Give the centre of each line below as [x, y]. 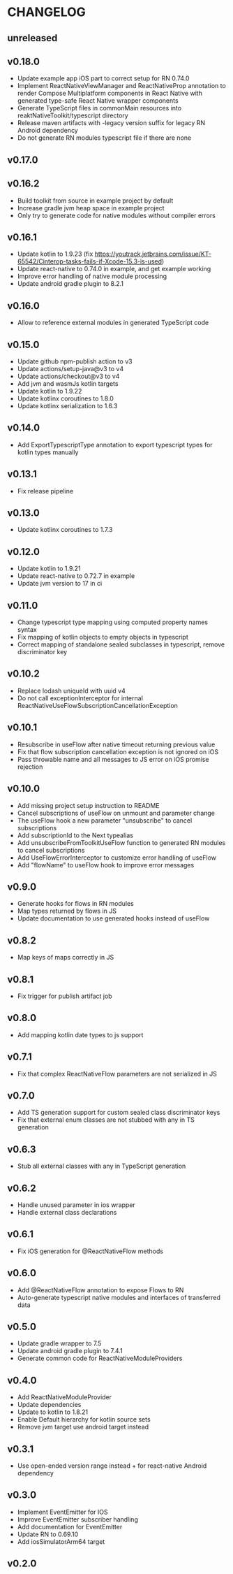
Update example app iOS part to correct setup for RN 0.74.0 [103, 78]
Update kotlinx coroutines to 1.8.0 [65, 398]
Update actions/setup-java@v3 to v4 [70, 369]
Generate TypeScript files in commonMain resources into [99, 108]
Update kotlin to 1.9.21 [49, 569]
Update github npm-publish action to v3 [75, 361]
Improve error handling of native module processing [92, 276]
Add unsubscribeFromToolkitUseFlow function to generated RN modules [121, 842]
